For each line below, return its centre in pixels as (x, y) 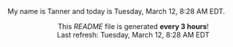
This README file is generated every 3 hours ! (133, 26)
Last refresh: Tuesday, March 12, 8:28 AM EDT (133, 35)
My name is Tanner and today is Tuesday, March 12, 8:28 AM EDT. (116, 11)
